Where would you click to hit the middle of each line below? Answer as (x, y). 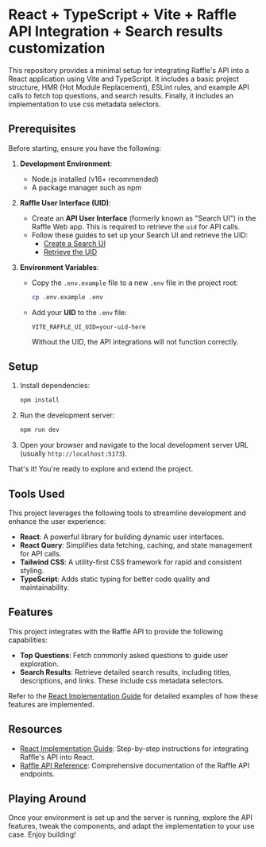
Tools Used (37, 494)
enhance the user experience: (57, 521)
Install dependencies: (55, 386)
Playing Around (47, 799)
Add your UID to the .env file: (79, 312)
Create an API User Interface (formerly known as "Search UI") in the (144, 218)
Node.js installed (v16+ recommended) (95, 179)
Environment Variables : (59, 267)
